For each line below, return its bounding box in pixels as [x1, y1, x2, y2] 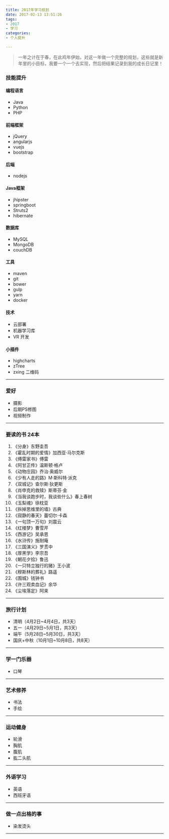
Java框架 [6, 185, 25, 191]
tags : [6, 17, 17, 22]
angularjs [13, 139, 33, 145]
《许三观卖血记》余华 [13, 581, 57, 587]
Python [13, 104, 28, 110]
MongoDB [13, 242, 34, 248]
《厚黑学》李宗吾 [13, 550, 49, 556]
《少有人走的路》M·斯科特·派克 [13, 475, 77, 481]
